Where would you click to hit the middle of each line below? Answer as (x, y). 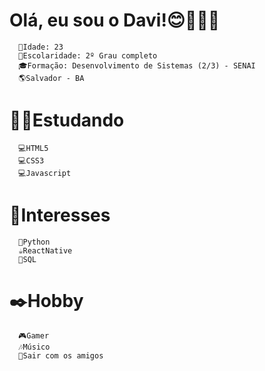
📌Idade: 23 (41, 47)
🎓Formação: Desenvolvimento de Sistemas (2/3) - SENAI (137, 65)
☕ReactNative (45, 250)
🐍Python (34, 242)
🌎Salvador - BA (51, 78)
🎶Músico (34, 347)
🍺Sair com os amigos (61, 355)
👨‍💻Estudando (67, 120)
